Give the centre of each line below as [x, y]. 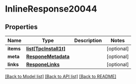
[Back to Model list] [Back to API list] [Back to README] [61, 76]
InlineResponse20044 [51, 9]
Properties [21, 27]
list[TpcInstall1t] [46, 49]
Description [88, 41]
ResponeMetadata [48, 57]
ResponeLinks [43, 64]
